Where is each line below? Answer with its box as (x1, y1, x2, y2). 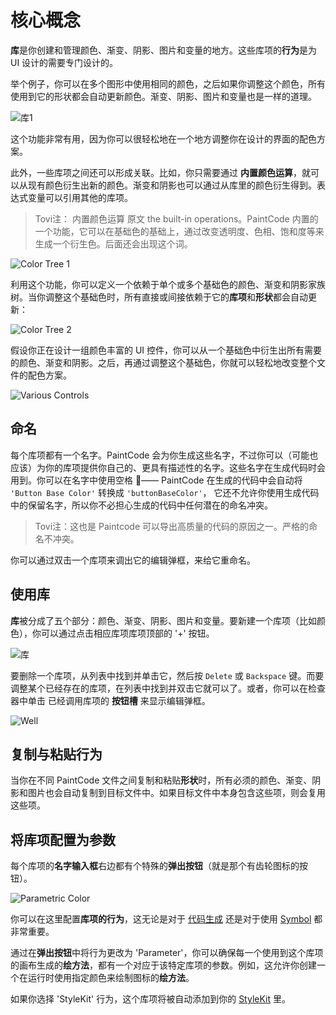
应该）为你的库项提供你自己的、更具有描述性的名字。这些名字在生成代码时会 (10, 461, 326, 473)
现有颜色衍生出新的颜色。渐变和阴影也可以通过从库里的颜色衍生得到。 (27, 179, 317, 191)
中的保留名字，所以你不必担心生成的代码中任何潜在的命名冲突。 (10, 499, 273, 511)
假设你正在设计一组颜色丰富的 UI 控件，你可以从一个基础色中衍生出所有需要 (10, 344, 323, 356)
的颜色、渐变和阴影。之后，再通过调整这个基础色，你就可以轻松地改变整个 (10, 356, 317, 368)
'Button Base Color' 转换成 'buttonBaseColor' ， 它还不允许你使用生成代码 (10, 486, 320, 498)
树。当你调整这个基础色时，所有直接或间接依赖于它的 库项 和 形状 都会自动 (10, 291, 308, 303)
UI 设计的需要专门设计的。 (10, 56, 119, 68)
